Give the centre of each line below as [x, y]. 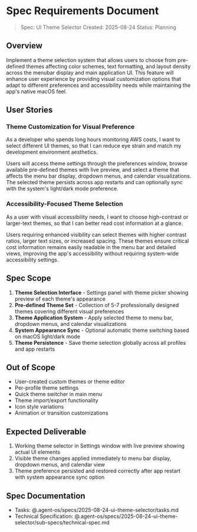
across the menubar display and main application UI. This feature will [90, 73]
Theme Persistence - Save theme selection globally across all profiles [100, 342]
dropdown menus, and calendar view [60, 465]
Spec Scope [29, 278]
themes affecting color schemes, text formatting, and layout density [109, 66]
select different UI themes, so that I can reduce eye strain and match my [94, 146]
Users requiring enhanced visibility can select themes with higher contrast [96, 234]
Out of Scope [31, 367]
